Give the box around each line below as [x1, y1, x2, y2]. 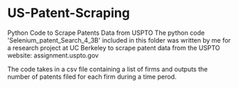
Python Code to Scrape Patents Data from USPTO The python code [7, 28, 205, 37]
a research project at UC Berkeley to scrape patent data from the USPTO [7, 43, 220, 52]
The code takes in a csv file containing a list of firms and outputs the [7, 65, 208, 73]
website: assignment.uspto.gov [7, 51, 99, 60]
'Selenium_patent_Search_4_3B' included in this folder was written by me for [7, 35, 231, 44]
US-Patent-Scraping [7, 5, 130, 21]
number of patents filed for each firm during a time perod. [7, 72, 177, 81]
